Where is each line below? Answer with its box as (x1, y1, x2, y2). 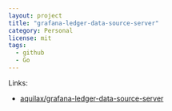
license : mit (8, 34, 52, 42)
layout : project (8, 11, 62, 20)
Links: (8, 77, 28, 88)
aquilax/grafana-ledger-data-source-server (19, 93, 164, 103)
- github (15, 49, 45, 57)
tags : (8, 42, 26, 50)
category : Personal (8, 26, 74, 34)
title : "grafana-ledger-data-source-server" (8, 19, 159, 27)
